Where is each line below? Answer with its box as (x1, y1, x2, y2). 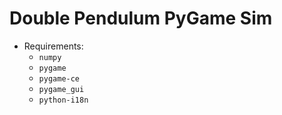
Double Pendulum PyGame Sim (9, 7, 273, 30)
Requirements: (23, 40, 84, 52)
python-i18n (38, 95, 89, 105)
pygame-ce (38, 73, 81, 84)
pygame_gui (38, 84, 85, 94)
